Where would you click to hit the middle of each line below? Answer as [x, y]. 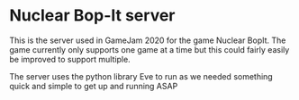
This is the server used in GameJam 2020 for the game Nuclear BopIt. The [148, 40]
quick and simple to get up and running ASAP [94, 86]
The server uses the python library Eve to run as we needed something [141, 76]
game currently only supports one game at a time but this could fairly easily [149, 49]
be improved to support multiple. [70, 59]
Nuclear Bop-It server [92, 16]
